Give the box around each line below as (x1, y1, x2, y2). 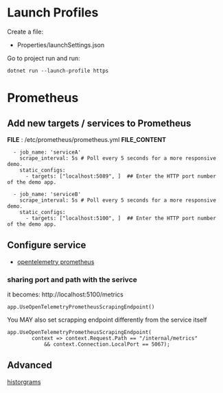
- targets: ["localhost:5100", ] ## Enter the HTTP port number (25, 215, 216, 222)
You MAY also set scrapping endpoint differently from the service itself (7, 315, 207, 324)
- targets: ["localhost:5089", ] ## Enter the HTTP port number (25, 173, 216, 180)
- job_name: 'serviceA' (13, 149, 81, 156)
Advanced (7, 359, 53, 371)
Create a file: (7, 27, 43, 36)
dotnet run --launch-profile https (7, 67, 109, 74)
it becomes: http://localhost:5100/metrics (7, 290, 124, 299)
